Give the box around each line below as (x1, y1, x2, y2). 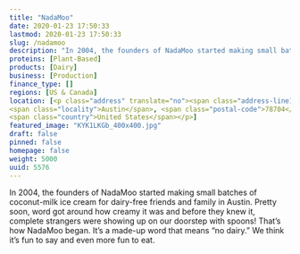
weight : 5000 (9, 154, 58, 164)
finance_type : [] (9, 80, 74, 89)
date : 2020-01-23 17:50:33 (9, 21, 110, 30)
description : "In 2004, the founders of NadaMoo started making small (9, 47, 278, 55)
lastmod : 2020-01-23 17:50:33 (9, 30, 122, 38)
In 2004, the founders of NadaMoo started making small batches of (9, 187, 257, 198)
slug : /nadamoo (9, 38, 66, 47)
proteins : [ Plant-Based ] (9, 55, 102, 63)
